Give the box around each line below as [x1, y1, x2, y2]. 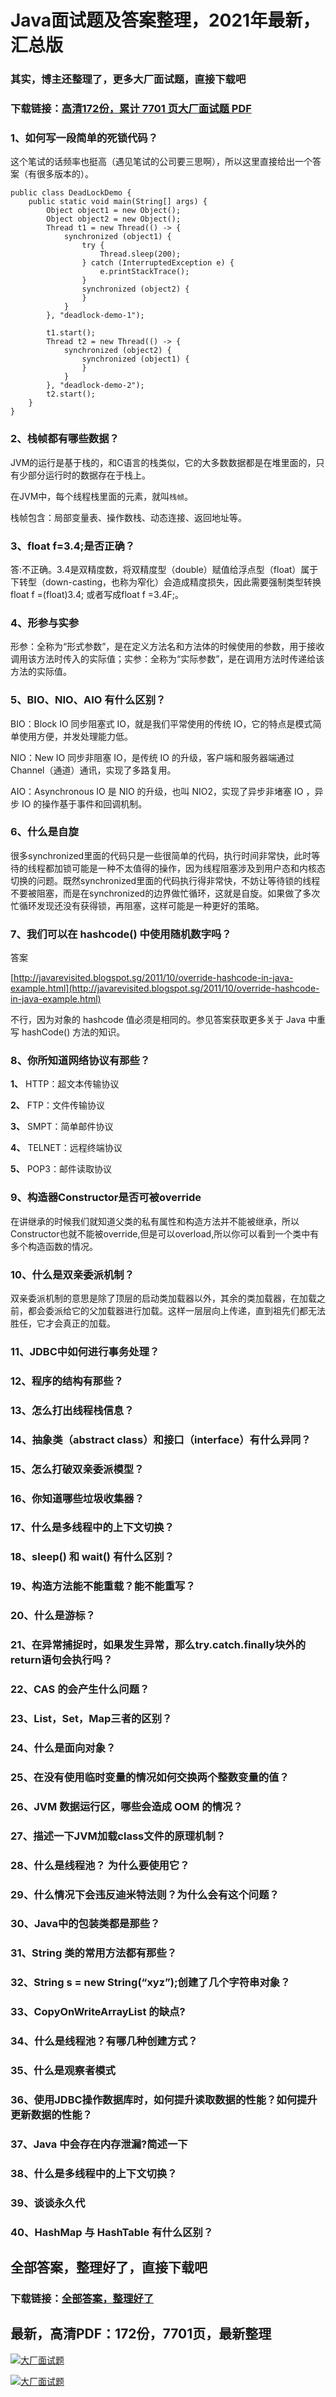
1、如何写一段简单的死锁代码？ [10, 131, 159, 145]
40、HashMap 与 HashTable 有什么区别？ [10, 2225, 214, 2239]
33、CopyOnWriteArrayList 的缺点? [10, 2005, 186, 2019]
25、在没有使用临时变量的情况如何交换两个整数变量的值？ [10, 1770, 290, 1784]
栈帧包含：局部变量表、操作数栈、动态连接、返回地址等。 [10, 511, 247, 523]
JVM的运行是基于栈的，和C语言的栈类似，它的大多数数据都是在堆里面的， [10, 456, 317, 468]
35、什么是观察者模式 [10, 2064, 116, 2078]
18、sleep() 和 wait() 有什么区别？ [10, 1550, 175, 1564]
